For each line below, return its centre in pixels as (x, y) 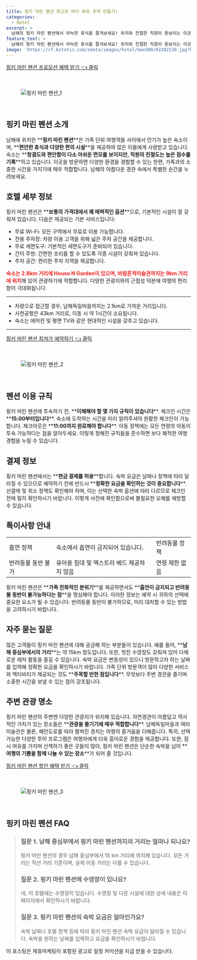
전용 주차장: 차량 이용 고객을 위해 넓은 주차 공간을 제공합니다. (84, 239)
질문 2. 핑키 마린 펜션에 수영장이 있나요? (74, 880)
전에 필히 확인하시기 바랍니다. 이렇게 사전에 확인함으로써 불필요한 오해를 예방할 (96, 498)
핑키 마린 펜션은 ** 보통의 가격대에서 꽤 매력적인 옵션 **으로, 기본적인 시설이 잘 (94, 212)
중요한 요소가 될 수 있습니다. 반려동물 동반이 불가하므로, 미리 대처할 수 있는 (91, 601)
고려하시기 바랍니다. (35, 609)
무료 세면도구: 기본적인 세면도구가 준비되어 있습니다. (74, 246)
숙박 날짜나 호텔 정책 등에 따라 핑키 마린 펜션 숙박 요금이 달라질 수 (95, 931)
